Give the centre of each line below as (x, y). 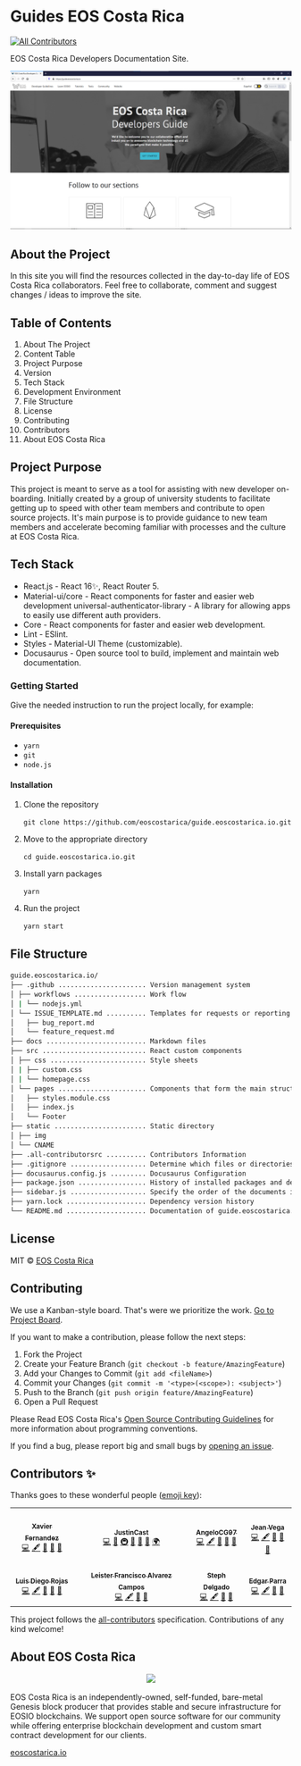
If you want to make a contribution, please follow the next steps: (128, 1336)
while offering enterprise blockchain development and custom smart (136, 1725)
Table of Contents (61, 323)
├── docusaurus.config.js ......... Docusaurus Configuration (128, 1173)
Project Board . (37, 1319)
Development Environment (72, 392)
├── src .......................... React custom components (126, 1051)
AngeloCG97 (217, 1532)
